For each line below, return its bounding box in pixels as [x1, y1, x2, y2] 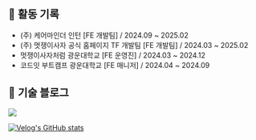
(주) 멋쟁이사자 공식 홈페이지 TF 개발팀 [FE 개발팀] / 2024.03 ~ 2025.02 [19, 40, 249, 50]
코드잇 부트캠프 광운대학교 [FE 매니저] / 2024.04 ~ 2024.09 [19, 60, 210, 70]
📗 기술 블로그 [8, 86, 70, 100]
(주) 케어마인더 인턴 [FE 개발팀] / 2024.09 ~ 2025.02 [19, 30, 189, 40]
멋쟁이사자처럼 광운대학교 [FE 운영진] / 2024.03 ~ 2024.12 [19, 50, 206, 60]
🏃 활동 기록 [8, 7, 60, 22]
